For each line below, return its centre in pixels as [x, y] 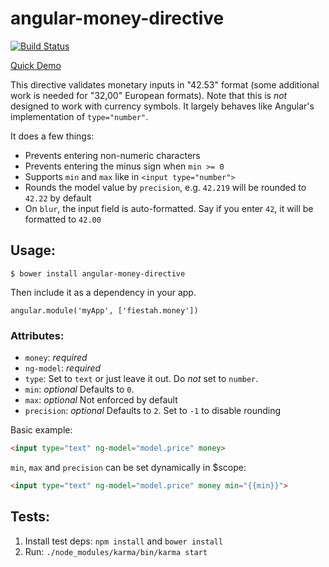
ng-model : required [63, 368]
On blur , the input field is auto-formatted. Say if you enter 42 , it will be [169, 208]
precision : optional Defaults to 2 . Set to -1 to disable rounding [153, 411]
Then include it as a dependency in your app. [103, 292]
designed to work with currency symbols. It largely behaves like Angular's [162, 106]
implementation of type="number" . [79, 116]
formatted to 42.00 [63, 219]
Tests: [30, 517]
